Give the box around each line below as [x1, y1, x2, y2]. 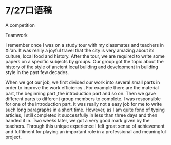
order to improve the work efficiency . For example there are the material [5, 84, 159, 90]
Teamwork [5, 32, 28, 38]
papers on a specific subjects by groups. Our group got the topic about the [5, 58, 164, 64]
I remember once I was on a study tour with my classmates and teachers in [5, 42, 164, 48]
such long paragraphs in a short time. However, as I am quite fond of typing [5, 106, 165, 113]
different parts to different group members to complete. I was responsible [5, 96, 161, 102]
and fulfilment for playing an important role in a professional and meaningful [5, 128, 166, 134]
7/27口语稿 [5, 5, 52, 16]
